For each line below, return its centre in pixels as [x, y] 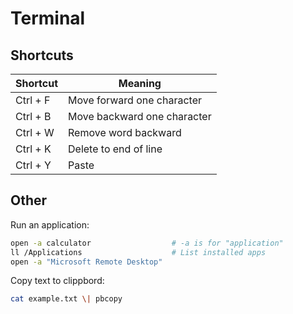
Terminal [48, 18]
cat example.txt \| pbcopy [66, 299]
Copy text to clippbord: [57, 281]
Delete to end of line [115, 149]
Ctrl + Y [33, 165]
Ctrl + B [33, 116]
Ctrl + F [33, 100]
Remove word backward [125, 132]
